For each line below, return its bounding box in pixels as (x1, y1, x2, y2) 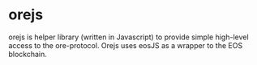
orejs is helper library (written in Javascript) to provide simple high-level (8, 32, 249, 42)
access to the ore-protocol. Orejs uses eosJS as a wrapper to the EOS (8, 40, 243, 50)
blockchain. (8, 49, 47, 59)
